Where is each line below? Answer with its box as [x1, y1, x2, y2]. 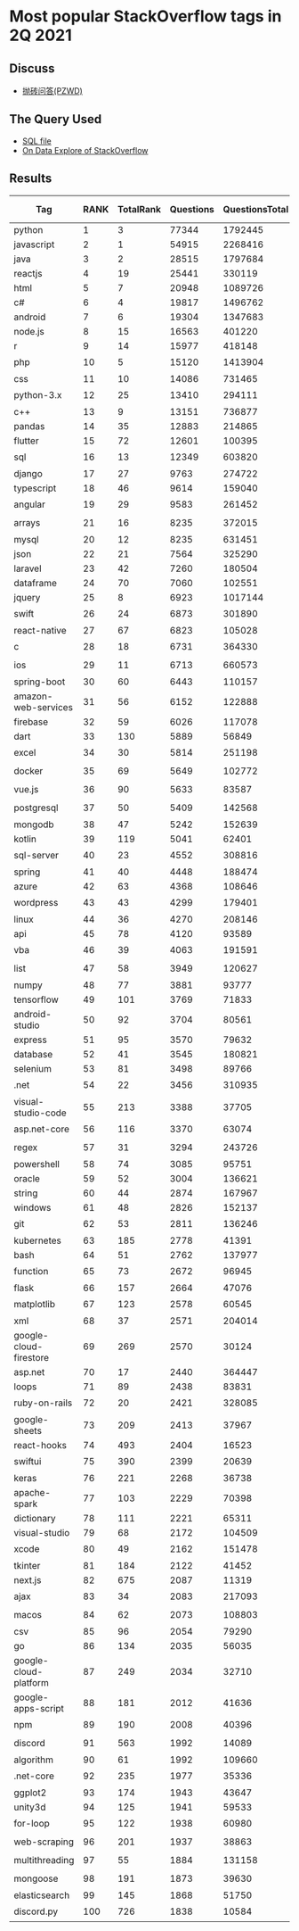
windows [13, 1201, 52, 1214]
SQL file [21, 136, 52, 146]
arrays [13, 517, 41, 529]
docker [13, 765, 44, 777]
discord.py [13, 1905, 59, 1918]
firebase [13, 716, 49, 728]
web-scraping [13, 1836, 74, 1848]
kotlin [13, 833, 37, 845]
